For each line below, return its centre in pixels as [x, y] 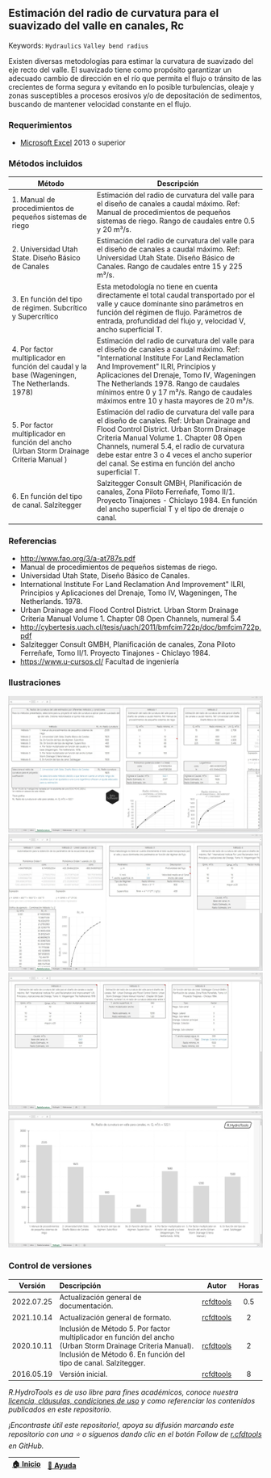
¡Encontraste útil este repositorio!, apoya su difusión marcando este [121, 1425]
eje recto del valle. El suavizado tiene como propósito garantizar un [120, 70]
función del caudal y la [49, 366]
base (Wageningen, [44, 374]
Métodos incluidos [46, 163]
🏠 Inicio [26, 1464]
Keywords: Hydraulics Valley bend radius [79, 45]
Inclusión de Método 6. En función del [122, 1354]
